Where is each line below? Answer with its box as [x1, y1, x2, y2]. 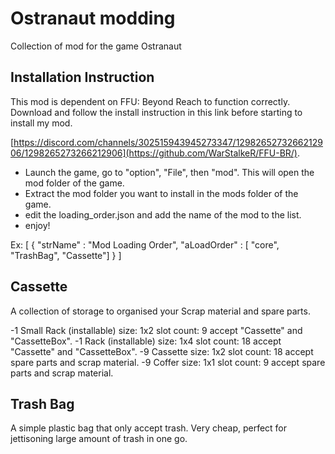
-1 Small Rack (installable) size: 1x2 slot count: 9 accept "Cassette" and [10, 324, 303, 336]
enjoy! [24, 219, 51, 231]
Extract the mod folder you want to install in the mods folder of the [24, 187, 299, 199]
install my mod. [10, 117, 73, 129]
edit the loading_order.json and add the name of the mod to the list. [24, 208, 302, 221]
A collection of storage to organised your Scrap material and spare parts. [10, 305, 311, 317]
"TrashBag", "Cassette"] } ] [10, 249, 122, 261]
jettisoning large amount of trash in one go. [10, 433, 188, 445]
